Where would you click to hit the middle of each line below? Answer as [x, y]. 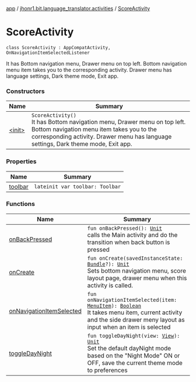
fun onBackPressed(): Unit [125, 228]
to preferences [107, 370]
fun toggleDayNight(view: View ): [134, 335]
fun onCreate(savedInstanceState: [135, 258]
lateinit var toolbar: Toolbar [78, 186]
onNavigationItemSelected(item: [132, 300]
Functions [20, 204]
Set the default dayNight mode [129, 348]
